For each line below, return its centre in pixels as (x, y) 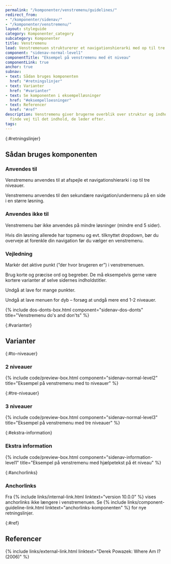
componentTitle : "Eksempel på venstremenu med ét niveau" (68, 57)
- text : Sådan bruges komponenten (42, 77)
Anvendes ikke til (27, 214)
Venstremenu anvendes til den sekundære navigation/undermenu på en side (85, 195)
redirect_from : (21, 15)
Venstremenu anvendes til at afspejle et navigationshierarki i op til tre (78, 180)
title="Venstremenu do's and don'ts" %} (47, 315)
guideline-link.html (25, 507)
